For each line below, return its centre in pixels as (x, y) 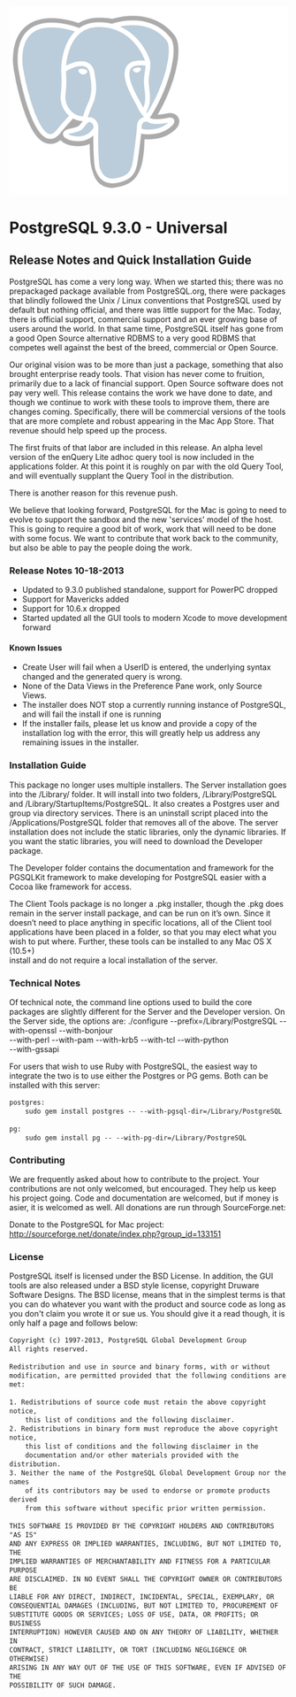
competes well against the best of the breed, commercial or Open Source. (144, 347)
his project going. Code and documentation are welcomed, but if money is (144, 1198)
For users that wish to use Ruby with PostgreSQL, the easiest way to (133, 1066)
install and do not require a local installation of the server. (114, 960)
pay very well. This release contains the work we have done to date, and (141, 393)
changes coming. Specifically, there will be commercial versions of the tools (148, 411)
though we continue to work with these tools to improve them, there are (139, 402)
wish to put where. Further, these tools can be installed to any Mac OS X (140, 941)
